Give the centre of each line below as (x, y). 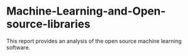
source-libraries (48, 24)
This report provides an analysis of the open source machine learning (94, 41)
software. (18, 47)
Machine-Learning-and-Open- (86, 11)
